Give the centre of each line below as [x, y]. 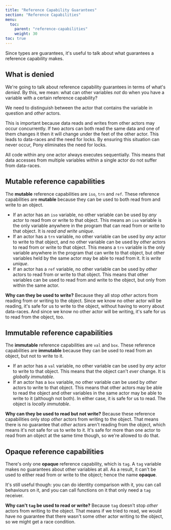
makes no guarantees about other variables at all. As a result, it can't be [81, 469]
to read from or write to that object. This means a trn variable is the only [89, 247]
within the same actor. [36, 285]
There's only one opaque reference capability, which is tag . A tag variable [83, 464]
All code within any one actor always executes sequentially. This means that [85, 154]
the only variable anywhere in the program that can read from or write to [89, 225]
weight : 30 [26, 34]
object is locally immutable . [41, 404]
